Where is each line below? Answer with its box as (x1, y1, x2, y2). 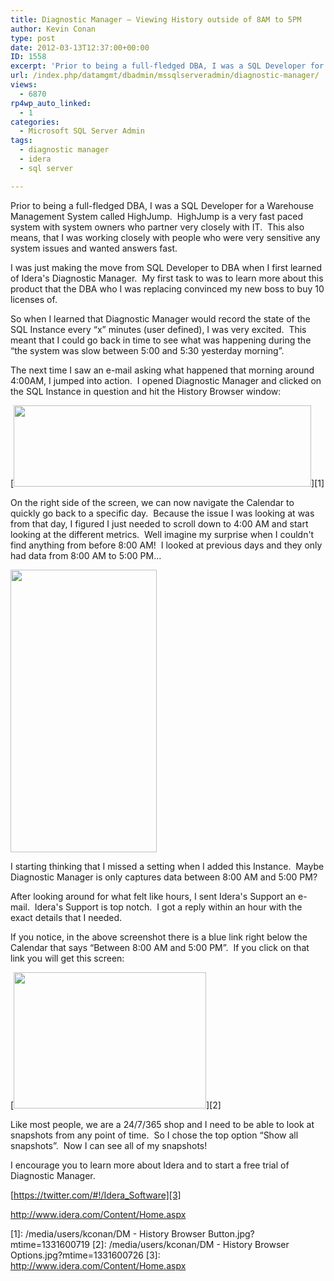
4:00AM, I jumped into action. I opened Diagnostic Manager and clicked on (10, 374, 322, 386)
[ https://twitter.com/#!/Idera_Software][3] (10, 1189, 182, 1201)
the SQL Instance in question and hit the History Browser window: (10, 385, 282, 397)
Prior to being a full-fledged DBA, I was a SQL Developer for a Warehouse (10, 199, 314, 211)
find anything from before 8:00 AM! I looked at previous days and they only (10, 539, 323, 551)
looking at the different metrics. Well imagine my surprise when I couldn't (10, 528, 315, 540)
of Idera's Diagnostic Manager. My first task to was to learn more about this (10, 272, 324, 284)
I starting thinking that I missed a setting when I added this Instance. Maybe (10, 860, 325, 872)
